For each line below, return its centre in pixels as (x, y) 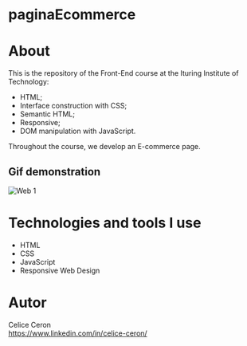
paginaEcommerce (72, 15)
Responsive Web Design (60, 270)
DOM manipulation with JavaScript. (78, 131)
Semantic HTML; (47, 114)
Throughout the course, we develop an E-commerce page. (104, 147)
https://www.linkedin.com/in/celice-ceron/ (78, 333)
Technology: (29, 82)
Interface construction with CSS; (73, 106)
